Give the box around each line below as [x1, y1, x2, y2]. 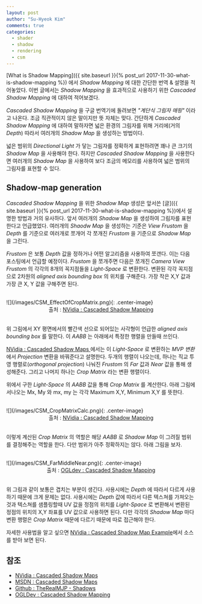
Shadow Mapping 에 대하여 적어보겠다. [6, 94, 100, 101]
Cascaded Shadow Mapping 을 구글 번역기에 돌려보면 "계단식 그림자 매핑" [6, 106, 185, 114]
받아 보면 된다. [12, 536, 47, 543]
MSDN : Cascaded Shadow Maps [14, 578, 98, 585]
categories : [6, 29, 36, 35]
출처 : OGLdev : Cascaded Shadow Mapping [46, 466, 156, 474]
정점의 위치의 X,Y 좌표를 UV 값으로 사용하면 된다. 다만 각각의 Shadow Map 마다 [6, 508, 194, 515]
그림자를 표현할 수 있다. [6, 165, 61, 172]
